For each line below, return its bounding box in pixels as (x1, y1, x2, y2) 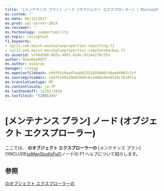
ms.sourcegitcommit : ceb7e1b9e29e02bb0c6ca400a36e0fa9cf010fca (5, 75, 137, 80)
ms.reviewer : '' (5, 25, 38, 30)
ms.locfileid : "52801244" (5, 93, 58, 98)
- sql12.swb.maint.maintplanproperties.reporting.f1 (5, 43, 115, 48)
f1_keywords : (5, 39, 32, 44)
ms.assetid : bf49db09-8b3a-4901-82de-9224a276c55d (5, 52, 110, 57)
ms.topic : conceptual (5, 35, 49, 39)
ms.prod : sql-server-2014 (5, 20, 58, 26)
